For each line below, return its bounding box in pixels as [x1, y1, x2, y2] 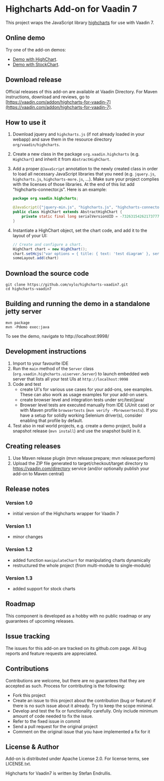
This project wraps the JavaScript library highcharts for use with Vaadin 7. [5, 20, 154, 25]
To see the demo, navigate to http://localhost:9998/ [5, 333, 109, 339]
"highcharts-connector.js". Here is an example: [12, 187, 107, 193]
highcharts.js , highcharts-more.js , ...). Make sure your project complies [12, 176, 159, 182]
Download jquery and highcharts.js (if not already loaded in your [12, 131, 145, 137]
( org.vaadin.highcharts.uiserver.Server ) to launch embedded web [12, 371, 149, 377]
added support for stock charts [12, 586, 76, 592]
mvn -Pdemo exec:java [5, 324, 50, 330]
